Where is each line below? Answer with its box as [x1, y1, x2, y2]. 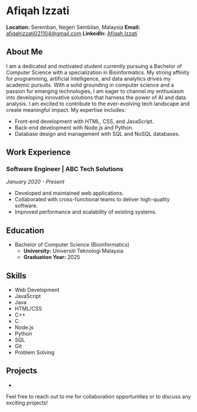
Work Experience [6, 147, 71, 157]
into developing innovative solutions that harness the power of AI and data [6, 94, 186, 101]
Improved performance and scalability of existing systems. [14, 208, 157, 215]
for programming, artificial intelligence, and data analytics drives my [6, 75, 171, 82]
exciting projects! [6, 399, 48, 406]
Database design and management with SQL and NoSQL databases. [14, 130, 181, 137]
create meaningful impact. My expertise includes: [6, 106, 126, 113]
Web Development [14, 287, 60, 294]
